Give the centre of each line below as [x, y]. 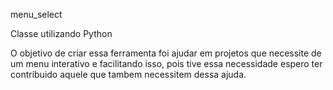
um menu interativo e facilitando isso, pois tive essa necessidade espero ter [166, 63]
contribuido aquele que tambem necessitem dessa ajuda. [128, 74]
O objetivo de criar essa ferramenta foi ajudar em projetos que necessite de [166, 53]
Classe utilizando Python [61, 33]
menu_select [36, 14]
